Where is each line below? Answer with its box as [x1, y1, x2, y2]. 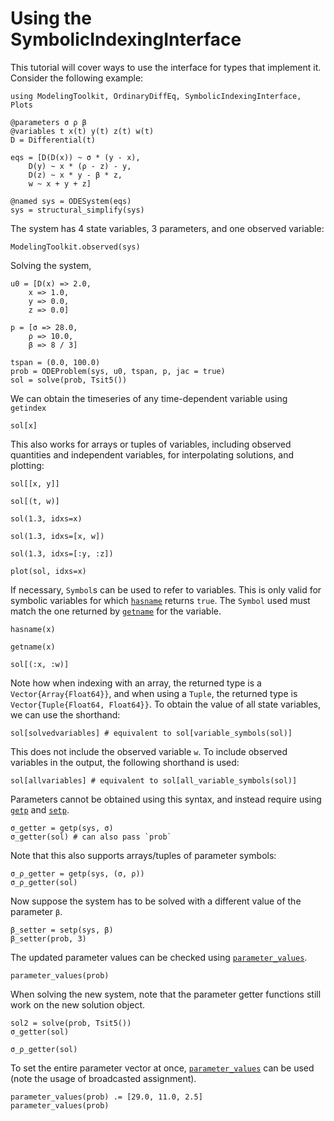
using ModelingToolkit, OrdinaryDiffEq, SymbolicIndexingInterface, [10, 91, 302, 101]
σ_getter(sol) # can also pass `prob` [10, 832, 172, 842]
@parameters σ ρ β [10, 117, 87, 127]
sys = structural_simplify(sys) [10, 205, 145, 215]
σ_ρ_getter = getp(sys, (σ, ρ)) [10, 868, 145, 879]
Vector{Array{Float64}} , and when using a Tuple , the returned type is [10, 687, 298, 699]
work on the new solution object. [10, 998, 146, 1011]
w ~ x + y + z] [28, 178, 92, 189]
